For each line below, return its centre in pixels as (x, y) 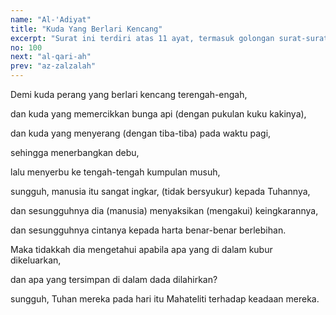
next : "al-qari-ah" (51, 57)
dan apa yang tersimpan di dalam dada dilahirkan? (114, 279)
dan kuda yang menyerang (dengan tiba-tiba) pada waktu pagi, (141, 133)
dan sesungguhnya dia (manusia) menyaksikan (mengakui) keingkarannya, (164, 210)
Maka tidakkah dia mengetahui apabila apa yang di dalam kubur (141, 249)
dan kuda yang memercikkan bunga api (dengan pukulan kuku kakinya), (158, 114)
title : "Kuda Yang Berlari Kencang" (86, 29)
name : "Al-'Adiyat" (51, 19)
